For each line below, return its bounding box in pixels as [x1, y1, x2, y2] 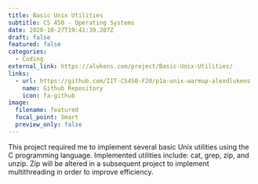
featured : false [8, 41, 61, 49]
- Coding [15, 56, 44, 63]
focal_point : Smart [15, 114, 79, 121]
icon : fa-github [22, 92, 76, 99]
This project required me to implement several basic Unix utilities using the [8, 142, 249, 151]
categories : [8, 48, 47, 56]
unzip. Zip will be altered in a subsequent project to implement [8, 158, 209, 168]
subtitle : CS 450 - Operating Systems [8, 19, 135, 27]
